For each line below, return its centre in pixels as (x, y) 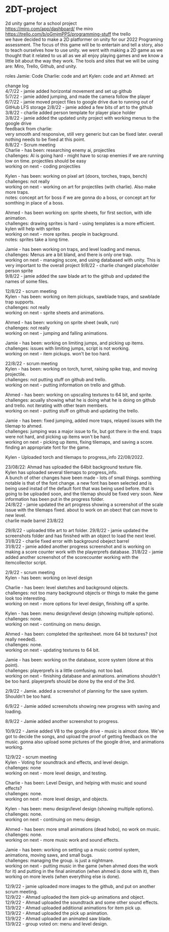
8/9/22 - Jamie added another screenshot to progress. (62, 721)
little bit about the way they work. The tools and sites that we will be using (82, 61)
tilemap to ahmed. (24, 426)
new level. (16, 515)
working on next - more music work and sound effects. (62, 840)
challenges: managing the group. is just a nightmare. (60, 860)
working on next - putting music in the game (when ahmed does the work (81, 866)
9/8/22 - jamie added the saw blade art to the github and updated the (77, 276)
